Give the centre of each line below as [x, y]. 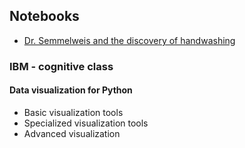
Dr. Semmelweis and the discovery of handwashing [129, 40]
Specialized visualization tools [86, 123]
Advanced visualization [72, 133]
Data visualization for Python [71, 90]
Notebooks [44, 16]
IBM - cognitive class [61, 66]
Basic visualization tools [73, 112]
